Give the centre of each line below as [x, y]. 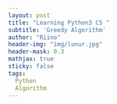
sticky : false [31, 66]
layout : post [29, 15]
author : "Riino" [34, 37]
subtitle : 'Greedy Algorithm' [57, 30]
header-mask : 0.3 [36, 52]
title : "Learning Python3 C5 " [59, 23]
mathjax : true [31, 59]
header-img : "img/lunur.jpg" [55, 45]
